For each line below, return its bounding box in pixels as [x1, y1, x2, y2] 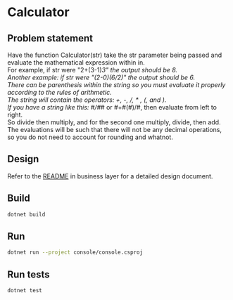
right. [7, 110, 23, 119]
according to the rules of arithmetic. [7, 89, 113, 96]
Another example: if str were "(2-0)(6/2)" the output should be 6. [7, 73, 196, 81]
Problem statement [7, 32, 94, 44]
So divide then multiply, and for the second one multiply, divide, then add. [7, 118, 221, 126]
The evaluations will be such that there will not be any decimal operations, [7, 126, 222, 133]
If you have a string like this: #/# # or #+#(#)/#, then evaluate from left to [7, 103, 217, 111]
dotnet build [7, 211, 46, 218]
